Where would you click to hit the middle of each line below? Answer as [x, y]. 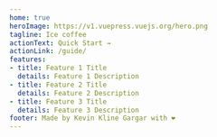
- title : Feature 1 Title [58, 68]
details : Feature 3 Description [79, 110]
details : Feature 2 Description [79, 93]
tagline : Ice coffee [48, 34]
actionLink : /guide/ [48, 51]
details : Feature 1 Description [79, 77]
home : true [30, 18]
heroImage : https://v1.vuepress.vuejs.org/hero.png [108, 26]
